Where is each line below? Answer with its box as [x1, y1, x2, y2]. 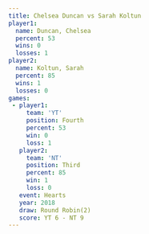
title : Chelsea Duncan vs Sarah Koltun [8, 11, 142, 20]
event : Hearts [18, 191, 66, 199]
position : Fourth [26, 117, 84, 125]
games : [8, 94, 30, 102]
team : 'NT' [26, 154, 62, 162]
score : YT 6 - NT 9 [18, 214, 84, 222]
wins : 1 [15, 79, 42, 87]
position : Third [26, 162, 81, 170]
